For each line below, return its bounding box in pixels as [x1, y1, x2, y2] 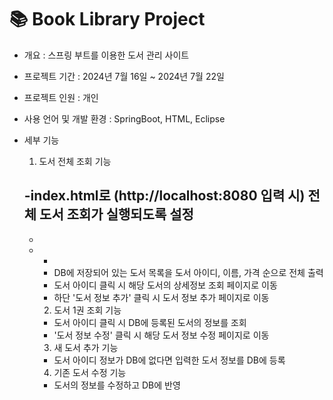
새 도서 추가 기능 [53, 341, 119, 353]
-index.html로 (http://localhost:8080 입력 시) [23, 187, 306, 205]
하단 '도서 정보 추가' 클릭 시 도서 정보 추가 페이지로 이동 [53, 291, 270, 303]
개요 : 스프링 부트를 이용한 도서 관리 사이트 [23, 49, 190, 61]
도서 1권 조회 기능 [53, 304, 122, 316]
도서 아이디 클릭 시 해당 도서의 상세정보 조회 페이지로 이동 [53, 279, 278, 291]
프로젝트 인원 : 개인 [23, 91, 99, 103]
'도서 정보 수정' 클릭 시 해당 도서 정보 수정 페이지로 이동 [53, 329, 270, 341]
